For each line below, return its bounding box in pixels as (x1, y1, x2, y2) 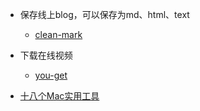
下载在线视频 (19, 49, 73, 61)
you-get (34, 69, 68, 81)
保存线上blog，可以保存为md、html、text (19, 9, 190, 20)
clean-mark (34, 29, 83, 40)
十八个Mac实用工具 (19, 90, 100, 102)
